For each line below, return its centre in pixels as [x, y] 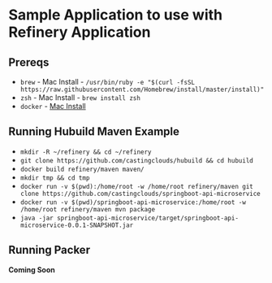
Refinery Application [80, 32]
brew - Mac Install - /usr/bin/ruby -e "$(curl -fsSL [107, 82]
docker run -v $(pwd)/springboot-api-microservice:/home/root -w [133, 202]
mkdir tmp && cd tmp [55, 178]
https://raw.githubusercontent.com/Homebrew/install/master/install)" [142, 89]
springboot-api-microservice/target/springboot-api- [148, 218]
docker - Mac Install [53, 106]
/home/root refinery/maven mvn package [88, 209]
